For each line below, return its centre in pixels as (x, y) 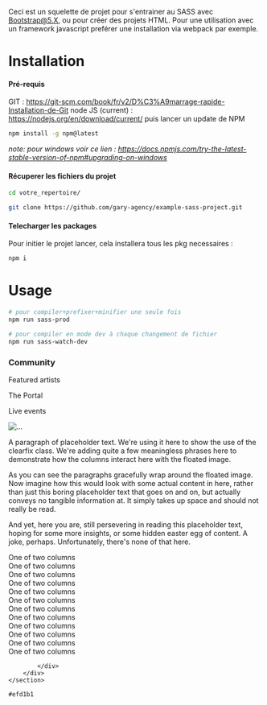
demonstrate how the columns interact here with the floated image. (120, 460)
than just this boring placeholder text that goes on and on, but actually (125, 492)
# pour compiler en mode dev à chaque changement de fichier (113, 334)
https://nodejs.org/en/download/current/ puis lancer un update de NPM (127, 119)
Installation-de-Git (39, 110)
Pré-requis (27, 84)
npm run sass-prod (39, 320)
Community (32, 362)
